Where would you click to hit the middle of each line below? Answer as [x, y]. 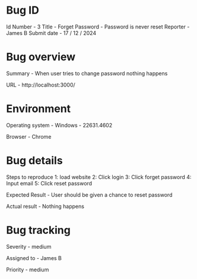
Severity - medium [29, 246]
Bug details [35, 161]
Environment [39, 109]
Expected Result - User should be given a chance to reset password [89, 195]
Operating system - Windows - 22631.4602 [59, 125]
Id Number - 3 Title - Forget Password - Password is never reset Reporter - [98, 27]
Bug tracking [39, 230]
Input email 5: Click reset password [49, 183]
